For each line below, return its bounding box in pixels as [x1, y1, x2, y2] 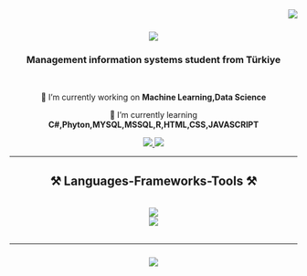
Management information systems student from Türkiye [26, 54, 281, 67]
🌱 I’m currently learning [109, 110, 198, 121]
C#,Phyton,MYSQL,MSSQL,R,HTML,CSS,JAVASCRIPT [48, 119, 259, 131]
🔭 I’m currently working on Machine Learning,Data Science [40, 91, 267, 103]
